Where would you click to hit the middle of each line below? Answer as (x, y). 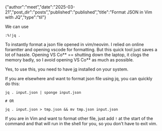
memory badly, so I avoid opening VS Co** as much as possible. (70, 60)
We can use (17, 27)
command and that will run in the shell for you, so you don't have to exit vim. (81, 124)
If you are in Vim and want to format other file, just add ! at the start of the (79, 118)
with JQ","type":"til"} (26, 17)
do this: (13, 84)
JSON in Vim (139, 12)
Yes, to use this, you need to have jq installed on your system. (67, 69)
